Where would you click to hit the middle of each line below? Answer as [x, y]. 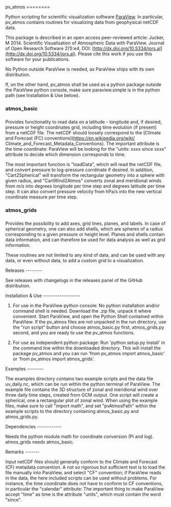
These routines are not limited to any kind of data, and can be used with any [85, 255]
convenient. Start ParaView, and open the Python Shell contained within [88, 316]
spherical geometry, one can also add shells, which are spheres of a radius [84, 228]
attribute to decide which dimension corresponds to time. [66, 154]
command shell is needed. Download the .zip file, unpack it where [82, 311]
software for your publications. [38, 59]
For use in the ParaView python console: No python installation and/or [86, 305]
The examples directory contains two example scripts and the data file [79, 378]
